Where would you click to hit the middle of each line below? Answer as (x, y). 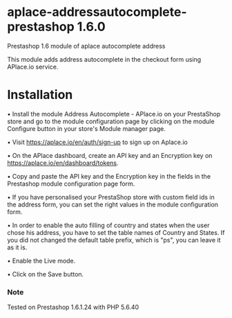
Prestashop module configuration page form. (71, 184)
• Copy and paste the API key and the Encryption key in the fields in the (109, 176)
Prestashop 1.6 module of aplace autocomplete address (86, 46)
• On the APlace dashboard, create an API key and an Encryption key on (110, 155)
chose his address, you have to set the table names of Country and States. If (116, 232)
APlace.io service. (33, 67)
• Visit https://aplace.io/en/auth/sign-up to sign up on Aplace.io (98, 142)
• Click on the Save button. (46, 274)
